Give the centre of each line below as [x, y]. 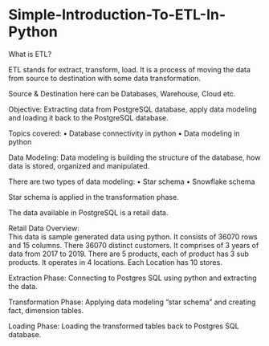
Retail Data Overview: [44, 228]
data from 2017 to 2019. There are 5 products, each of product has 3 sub [128, 254]
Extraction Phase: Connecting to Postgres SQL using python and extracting [132, 278]
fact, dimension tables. [46, 310]
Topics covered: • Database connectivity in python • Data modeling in [124, 133]
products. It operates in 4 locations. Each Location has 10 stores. [115, 262]
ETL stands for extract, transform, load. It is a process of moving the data [130, 69]
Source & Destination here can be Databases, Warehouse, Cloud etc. [122, 93]
